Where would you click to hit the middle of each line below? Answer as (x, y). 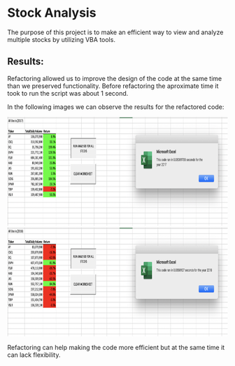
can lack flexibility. (34, 355)
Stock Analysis (52, 13)
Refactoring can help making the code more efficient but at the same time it (116, 347)
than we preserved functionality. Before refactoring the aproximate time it (113, 86)
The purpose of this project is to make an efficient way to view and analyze (115, 32)
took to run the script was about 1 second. (68, 93)
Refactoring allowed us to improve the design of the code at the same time (115, 78)
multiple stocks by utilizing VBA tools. (61, 39)
